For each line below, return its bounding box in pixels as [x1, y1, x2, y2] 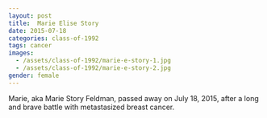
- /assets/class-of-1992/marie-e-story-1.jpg [15, 57, 172, 65]
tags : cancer [8, 42, 52, 50]
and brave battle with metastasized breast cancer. [8, 102, 175, 112]
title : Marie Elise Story [8, 19, 99, 27]
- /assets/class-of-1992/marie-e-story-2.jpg [15, 64, 172, 72]
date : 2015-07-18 [8, 26, 67, 35]
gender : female [8, 71, 60, 79]
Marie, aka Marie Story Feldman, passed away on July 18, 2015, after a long [8, 93, 260, 103]
